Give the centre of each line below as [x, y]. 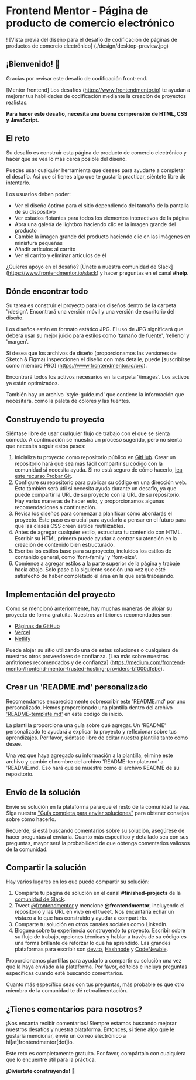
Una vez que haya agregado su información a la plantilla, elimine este [90, 755]
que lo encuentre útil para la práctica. [51, 1060]
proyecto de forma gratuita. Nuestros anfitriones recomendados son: [89, 615]
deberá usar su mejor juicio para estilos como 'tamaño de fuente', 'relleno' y [98, 335]
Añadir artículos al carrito [45, 249]
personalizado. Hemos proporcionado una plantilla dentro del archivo [90, 707]
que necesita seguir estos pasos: [46, 446]
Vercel [22, 632]
